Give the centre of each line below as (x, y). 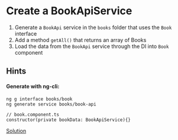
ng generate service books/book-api (51, 104)
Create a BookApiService (69, 11)
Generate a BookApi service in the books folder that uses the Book (93, 27)
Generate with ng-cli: (33, 86)
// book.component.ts (33, 114)
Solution (16, 131)
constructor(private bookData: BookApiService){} (69, 120)
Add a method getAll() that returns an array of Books (80, 40)
